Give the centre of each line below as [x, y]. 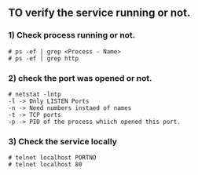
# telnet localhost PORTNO [52, 158]
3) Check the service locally [63, 141]
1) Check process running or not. [72, 35]
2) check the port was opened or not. [80, 78]
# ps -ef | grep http [44, 58]
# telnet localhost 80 [45, 165]
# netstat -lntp [35, 94]
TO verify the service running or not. [99, 13]
